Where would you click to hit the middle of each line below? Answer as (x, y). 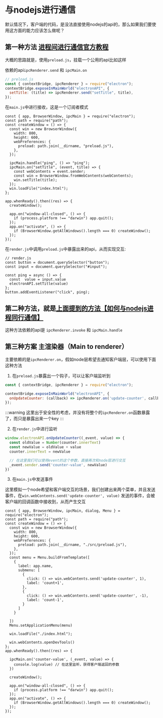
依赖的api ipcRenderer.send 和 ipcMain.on (46, 70)
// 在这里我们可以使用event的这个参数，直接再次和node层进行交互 (68, 460)
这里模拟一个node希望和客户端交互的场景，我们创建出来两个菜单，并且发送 (80, 490)
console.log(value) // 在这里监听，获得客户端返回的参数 (67, 665)
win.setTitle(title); (35, 180)
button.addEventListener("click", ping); (48, 292)
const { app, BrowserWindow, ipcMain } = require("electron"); (70, 116)
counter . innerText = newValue (40, 452)
